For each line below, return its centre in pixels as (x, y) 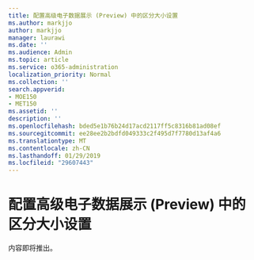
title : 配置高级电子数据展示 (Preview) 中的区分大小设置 (93, 15)
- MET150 (23, 104)
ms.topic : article (38, 60)
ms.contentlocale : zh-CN (49, 148)
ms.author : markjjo (40, 23)
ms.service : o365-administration (63, 67)
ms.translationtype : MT (47, 141)
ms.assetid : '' (33, 112)
